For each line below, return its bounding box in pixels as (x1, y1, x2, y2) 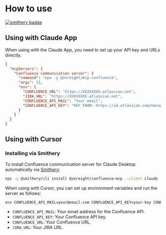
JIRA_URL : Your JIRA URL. (12, 225, 64, 231)
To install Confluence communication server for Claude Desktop (5, 161, 136, 167)
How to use (5, 3, 52, 14)
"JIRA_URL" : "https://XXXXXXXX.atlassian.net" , (23, 94, 123, 99)
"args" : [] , (18, 80, 43, 85)
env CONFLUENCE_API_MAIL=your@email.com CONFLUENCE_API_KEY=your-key (5, 200, 152, 205)
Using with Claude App (5, 34, 78, 42)
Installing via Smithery (5, 150, 60, 157)
